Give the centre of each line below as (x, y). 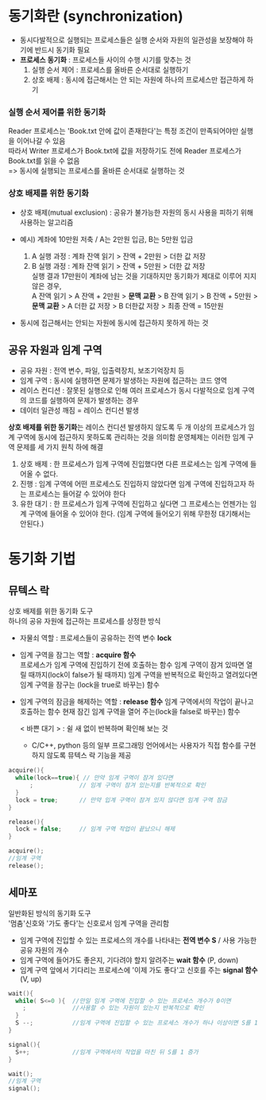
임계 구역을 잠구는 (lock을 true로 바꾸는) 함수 (90, 685)
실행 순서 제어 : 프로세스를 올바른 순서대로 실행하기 (110, 69)
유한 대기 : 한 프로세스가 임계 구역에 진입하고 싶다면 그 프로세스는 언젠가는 (134, 504)
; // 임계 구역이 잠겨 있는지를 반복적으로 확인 (118, 785)
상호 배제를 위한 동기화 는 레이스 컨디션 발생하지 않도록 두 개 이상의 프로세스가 (127, 427)
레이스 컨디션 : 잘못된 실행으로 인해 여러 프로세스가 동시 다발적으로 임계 (130, 391)
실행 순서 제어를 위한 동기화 (57, 112)
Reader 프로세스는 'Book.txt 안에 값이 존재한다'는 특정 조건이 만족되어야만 (123, 131)
